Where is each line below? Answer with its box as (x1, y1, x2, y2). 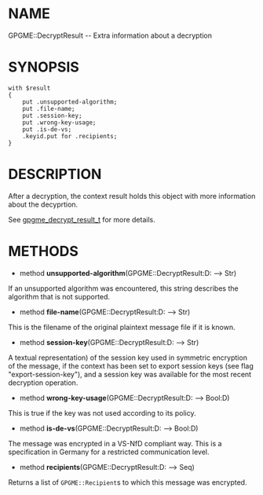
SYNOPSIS (8, 58, 80, 76)
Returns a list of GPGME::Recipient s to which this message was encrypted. (8, 477, 247, 487)
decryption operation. (8, 378, 79, 387)
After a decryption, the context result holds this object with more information (8, 191, 256, 200)
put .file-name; (22, 104, 76, 112)
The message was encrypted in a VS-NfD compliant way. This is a (8, 438, 222, 448)
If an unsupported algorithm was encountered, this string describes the (8, 284, 239, 293)
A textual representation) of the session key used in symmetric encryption (8, 353, 247, 362)
